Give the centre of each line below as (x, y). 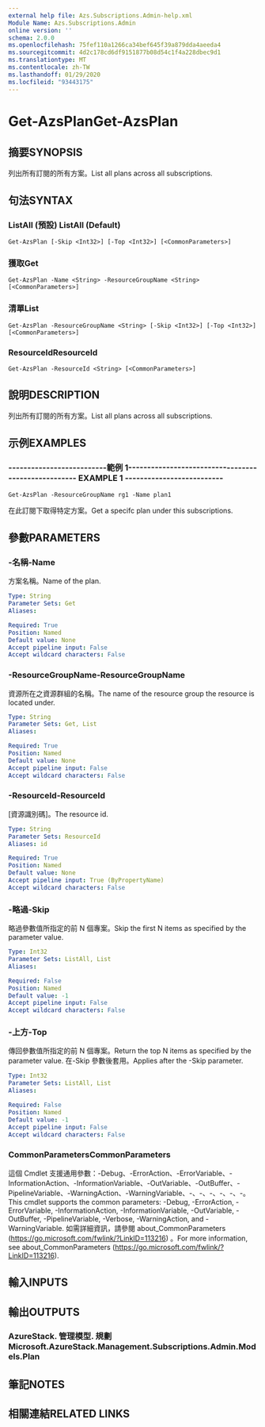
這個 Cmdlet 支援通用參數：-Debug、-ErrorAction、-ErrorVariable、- (121, 1173)
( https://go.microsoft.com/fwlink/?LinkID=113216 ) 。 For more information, (128, 1238)
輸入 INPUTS (38, 1283)
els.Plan (24, 1356)
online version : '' (40, 30)
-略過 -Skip (29, 910)
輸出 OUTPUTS (44, 1312)
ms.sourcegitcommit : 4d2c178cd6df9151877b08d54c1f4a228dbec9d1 (115, 52)
